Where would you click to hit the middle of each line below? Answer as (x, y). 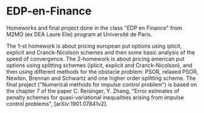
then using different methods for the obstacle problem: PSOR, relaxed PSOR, (102, 71)
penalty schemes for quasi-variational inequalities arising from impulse (95, 97)
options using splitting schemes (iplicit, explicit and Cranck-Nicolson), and (100, 65)
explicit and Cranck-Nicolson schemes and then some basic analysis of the (101, 52)
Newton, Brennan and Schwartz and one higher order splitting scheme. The (101, 78)
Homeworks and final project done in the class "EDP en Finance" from (94, 28)
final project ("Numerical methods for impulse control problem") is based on (102, 84)
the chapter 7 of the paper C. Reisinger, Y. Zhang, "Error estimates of (93, 91)
